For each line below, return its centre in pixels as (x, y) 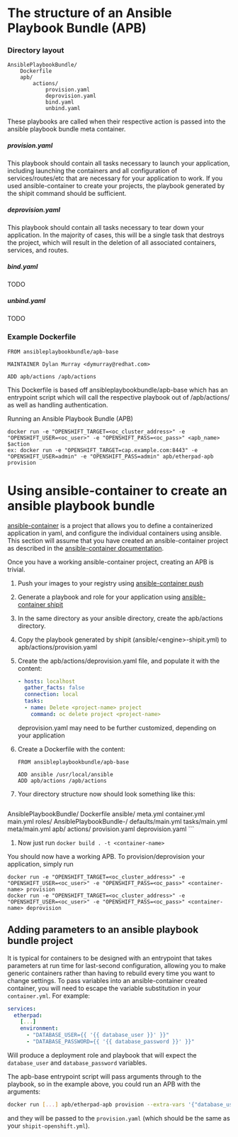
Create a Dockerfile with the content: (71, 749)
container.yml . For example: (49, 996)
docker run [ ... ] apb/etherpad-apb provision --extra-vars (96, 1104)
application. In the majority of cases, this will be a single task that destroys (116, 235)
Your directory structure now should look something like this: (106, 793)
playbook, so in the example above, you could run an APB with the (104, 1084)
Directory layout (36, 50)
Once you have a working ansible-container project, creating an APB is (110, 561)
